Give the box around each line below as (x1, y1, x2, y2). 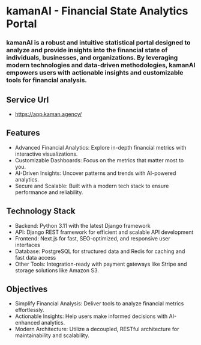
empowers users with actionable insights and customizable (6, 69, 184, 77)
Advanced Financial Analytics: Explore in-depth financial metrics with (14, 144, 187, 151)
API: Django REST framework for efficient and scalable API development (14, 228, 194, 236)
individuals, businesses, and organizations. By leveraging (6, 53, 178, 62)
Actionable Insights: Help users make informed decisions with (14, 313, 168, 320)
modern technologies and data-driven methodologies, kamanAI (6, 61, 196, 70)
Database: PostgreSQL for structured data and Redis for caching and (14, 248, 185, 255)
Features (6, 128, 40, 138)
